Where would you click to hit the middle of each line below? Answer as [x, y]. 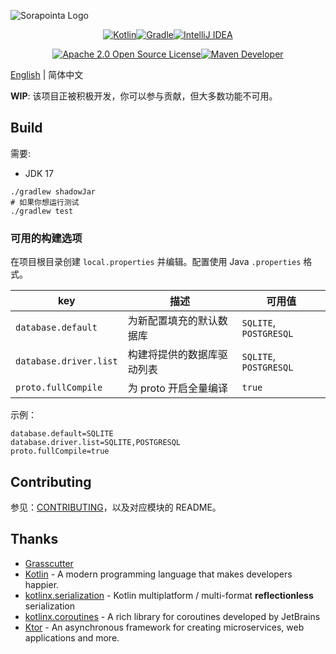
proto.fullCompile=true [60, 451]
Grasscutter [49, 563]
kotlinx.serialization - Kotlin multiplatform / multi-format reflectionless [169, 595]
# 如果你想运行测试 [45, 202]
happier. [42, 584]
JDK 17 [39, 173]
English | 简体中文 [47, 74]
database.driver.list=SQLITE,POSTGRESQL [96, 443]
